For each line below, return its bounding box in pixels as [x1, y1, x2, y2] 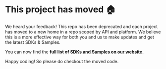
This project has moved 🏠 [5, 4, 116, 15]
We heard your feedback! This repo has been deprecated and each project [5, 23, 158, 30]
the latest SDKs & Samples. [5, 39, 61, 45]
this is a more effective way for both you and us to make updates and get [5, 34, 155, 40]
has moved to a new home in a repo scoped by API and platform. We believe [5, 29, 161, 34]
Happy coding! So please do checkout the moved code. [5, 58, 119, 64]
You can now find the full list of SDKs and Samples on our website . [5, 49, 144, 55]
